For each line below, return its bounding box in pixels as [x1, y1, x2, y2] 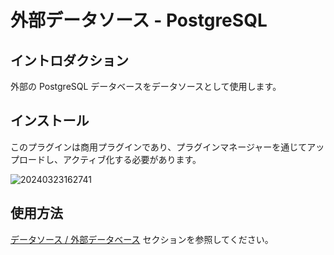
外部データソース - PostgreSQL [10, 9, 268, 32]
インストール [10, 112, 90, 130]
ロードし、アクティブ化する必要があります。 [18, 153, 202, 165]
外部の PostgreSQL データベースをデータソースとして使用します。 [10, 81, 282, 92]
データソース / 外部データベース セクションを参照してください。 [10, 233, 274, 245]
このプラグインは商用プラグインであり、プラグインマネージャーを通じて [10, 141, 308, 153]
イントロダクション [10, 52, 129, 69]
